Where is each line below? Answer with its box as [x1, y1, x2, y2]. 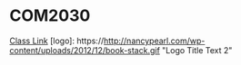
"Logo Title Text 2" [162, 44, 233, 55]
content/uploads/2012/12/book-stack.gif [9, 44, 161, 55]
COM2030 [9, 5, 91, 26]
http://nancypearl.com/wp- [103, 35, 206, 46]
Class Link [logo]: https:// [9, 35, 105, 46]
